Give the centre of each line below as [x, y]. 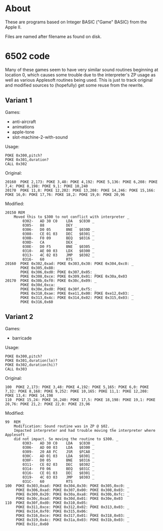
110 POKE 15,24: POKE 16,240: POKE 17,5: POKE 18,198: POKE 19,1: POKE [80, 400]
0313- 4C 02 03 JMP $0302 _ [59, 255]
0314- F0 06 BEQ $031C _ [59, 469]
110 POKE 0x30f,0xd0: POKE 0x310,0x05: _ [49, 503]
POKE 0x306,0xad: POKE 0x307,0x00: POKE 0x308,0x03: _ [73, 490]
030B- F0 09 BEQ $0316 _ [59, 238]
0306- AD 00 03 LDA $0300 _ [59, 447]
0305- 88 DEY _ [50, 225]
